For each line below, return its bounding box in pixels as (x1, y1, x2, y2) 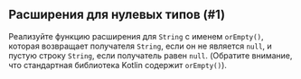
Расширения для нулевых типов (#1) (8, 7, 226, 22)
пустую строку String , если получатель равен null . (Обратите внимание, (8, 49, 293, 61)
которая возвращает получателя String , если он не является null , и (8, 40, 272, 51)
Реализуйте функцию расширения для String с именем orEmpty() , (8, 31, 264, 41)
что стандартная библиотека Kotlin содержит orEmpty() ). (8, 59, 228, 70)
